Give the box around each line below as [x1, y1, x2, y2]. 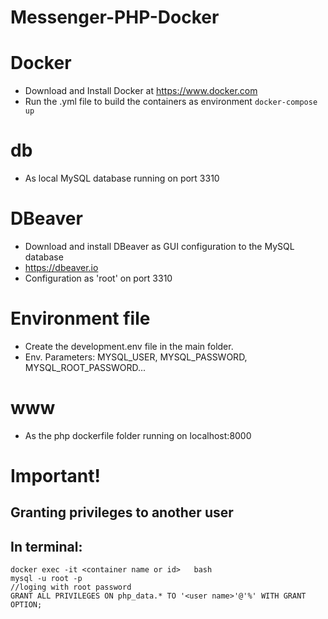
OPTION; [10, 600, 43, 610]
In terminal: [10, 538, 83, 555]
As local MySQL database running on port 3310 [24, 172, 220, 185]
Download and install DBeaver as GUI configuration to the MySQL [24, 241, 295, 252]
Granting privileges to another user [10, 504, 234, 521]
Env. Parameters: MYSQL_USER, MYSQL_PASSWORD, [24, 351, 248, 363]
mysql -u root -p [10, 574, 83, 584]
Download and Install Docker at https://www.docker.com [24, 85, 258, 97]
